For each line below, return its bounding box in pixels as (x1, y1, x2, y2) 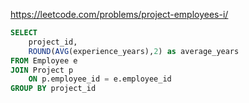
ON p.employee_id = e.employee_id (28, 74, 172, 84)
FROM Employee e (10, 55, 78, 66)
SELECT (10, 28, 38, 38)
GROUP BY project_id (10, 84, 97, 94)
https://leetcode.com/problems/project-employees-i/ (10, 9, 229, 20)
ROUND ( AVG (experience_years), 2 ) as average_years (28, 46, 240, 56)
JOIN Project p (10, 65, 74, 75)
